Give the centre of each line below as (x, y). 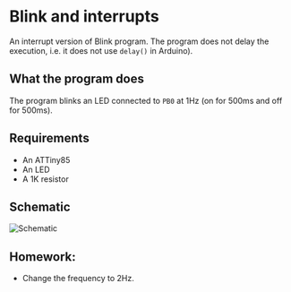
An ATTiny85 (46, 159)
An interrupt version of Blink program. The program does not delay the (139, 41)
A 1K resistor (45, 179)
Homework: (43, 257)
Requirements (49, 138)
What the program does (77, 79)
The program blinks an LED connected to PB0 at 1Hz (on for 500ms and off (146, 100)
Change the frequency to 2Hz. (78, 279)
